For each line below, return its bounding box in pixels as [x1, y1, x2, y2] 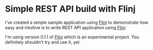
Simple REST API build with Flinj [5, 3, 136, 15]
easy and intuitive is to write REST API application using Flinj [5, 24, 126, 30]
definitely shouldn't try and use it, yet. [5, 39, 81, 45]
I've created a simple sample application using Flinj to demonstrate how [5, 19, 149, 25]
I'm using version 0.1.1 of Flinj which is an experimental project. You [5, 34, 139, 40]
